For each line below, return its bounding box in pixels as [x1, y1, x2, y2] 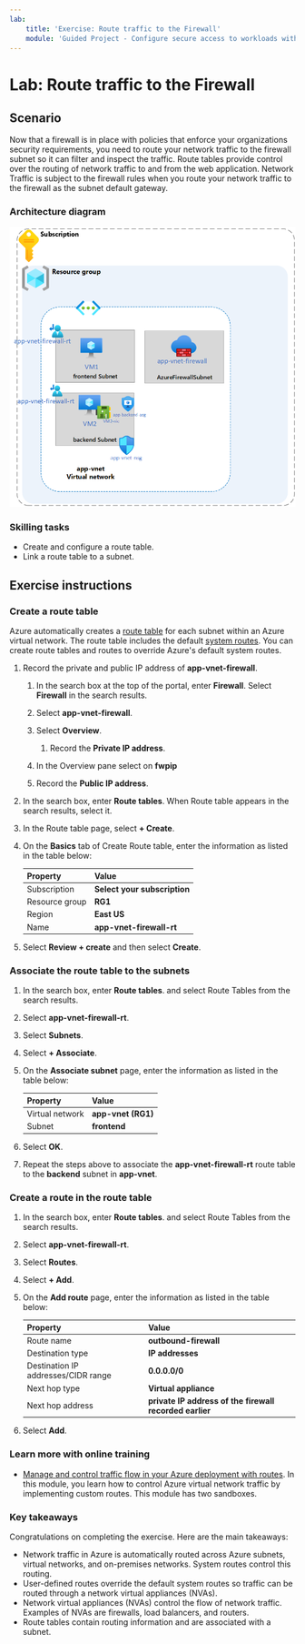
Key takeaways [9, 1510, 79, 1523]
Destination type [26, 1347, 89, 1359]
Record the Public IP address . [35, 778, 149, 789]
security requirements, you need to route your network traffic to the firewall [9, 144, 292, 155]
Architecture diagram [9, 206, 106, 218]
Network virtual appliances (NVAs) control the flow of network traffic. [22, 1598, 283, 1609]
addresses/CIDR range [26, 1370, 112, 1381]
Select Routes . [22, 1256, 79, 1268]
